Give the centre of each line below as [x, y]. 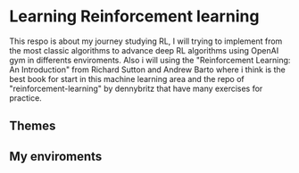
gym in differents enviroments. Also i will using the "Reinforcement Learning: [150, 60]
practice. [25, 98]
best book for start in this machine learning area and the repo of [127, 78]
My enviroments [56, 157]
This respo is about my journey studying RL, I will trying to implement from [146, 41]
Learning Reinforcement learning [134, 16]
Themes [33, 126]
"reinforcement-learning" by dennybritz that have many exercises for [136, 88]
